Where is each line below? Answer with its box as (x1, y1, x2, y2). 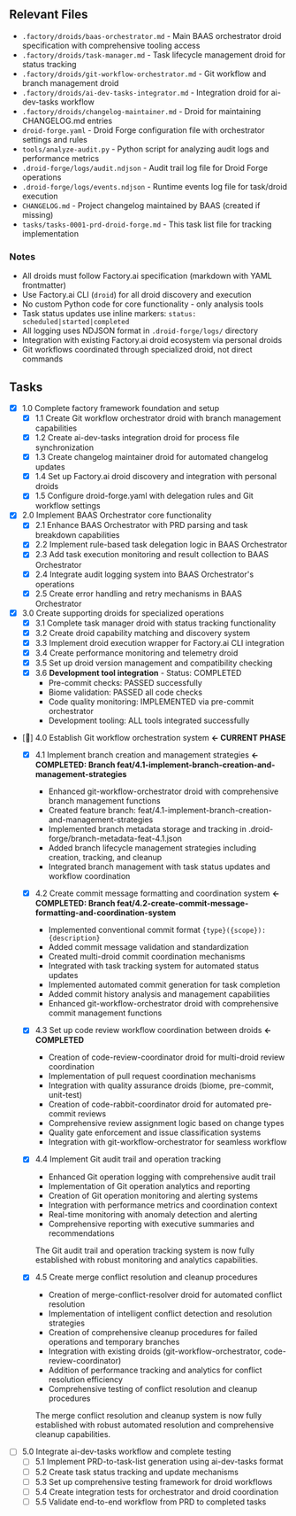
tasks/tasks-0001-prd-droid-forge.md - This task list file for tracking (21, 219, 272, 229)
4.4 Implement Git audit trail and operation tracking (34, 1154, 222, 1164)
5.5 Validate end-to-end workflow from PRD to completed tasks (34, 1497, 267, 1507)
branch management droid (21, 77, 119, 88)
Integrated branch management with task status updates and (48, 861, 271, 872)
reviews (78, 1108, 107, 1119)
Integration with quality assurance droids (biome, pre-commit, (48, 1080, 274, 1091)
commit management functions (48, 1007, 163, 1018)
